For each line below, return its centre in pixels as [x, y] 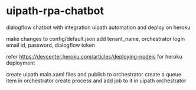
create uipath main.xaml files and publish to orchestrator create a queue [94, 74]
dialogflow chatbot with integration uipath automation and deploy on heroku [98, 27]
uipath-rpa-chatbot [55, 11]
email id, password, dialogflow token [51, 45]
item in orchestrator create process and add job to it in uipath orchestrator [96, 81]
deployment [21, 63]
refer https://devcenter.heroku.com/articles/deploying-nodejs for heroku [94, 56]
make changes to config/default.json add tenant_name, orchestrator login [96, 38]
